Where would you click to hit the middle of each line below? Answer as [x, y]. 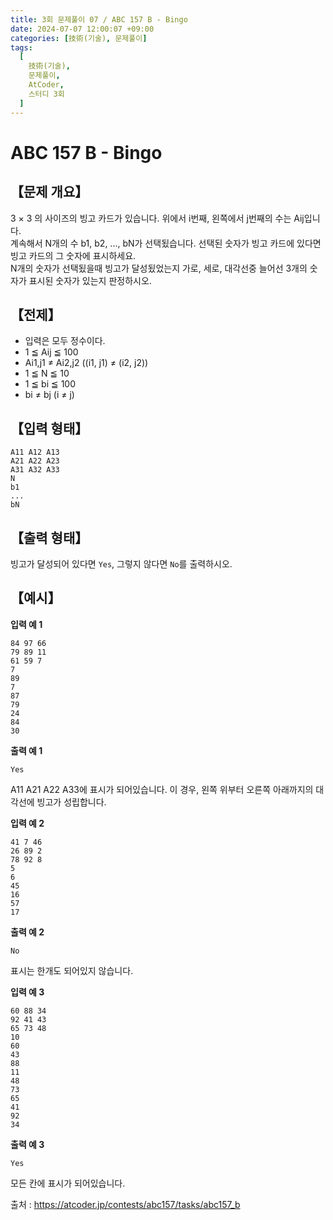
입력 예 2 [27, 823]
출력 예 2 [27, 932]
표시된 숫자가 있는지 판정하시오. [90, 280]
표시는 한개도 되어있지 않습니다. [72, 970]
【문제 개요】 [49, 192]
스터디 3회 [46, 94]
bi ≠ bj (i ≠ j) [49, 395]
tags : [21, 47]
